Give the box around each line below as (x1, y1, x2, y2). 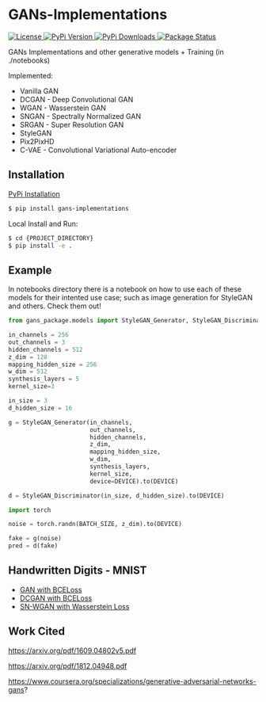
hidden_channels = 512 (8, 345, 83, 353)
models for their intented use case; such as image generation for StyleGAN (8, 293, 253, 303)
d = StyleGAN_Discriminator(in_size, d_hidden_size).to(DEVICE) (8, 491, 225, 500)
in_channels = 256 (8, 331, 69, 339)
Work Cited (8, 624, 66, 639)
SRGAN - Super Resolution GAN (19, 120, 124, 129)
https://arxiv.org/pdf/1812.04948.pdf (8, 661, 127, 670)
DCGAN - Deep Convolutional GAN (19, 94, 134, 104)
